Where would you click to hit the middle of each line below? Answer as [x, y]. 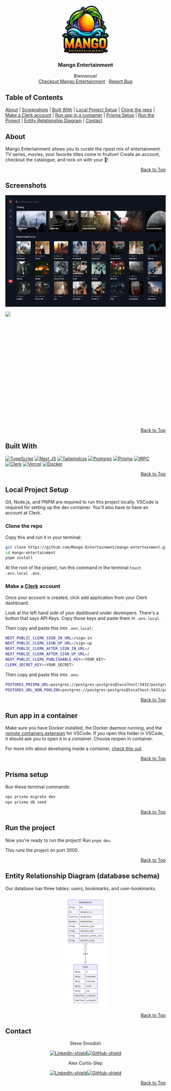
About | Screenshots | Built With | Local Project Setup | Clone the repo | [80, 110]
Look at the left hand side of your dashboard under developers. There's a [82, 613]
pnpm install [19, 558]
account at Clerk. [23, 513]
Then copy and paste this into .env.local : [49, 628]
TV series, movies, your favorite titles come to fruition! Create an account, [83, 154]
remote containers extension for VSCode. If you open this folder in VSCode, [85, 733]
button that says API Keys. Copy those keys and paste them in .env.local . [83, 618]
